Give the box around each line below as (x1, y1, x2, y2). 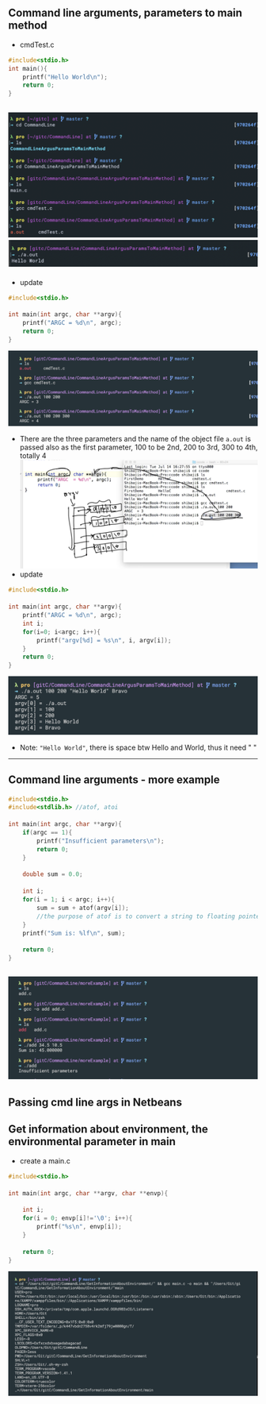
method (8, 19, 47, 33)
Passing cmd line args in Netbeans (8, 1096, 182, 1109)
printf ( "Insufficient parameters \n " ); (36, 837, 165, 845)
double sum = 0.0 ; (22, 870, 83, 878)
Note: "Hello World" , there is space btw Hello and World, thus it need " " (19, 742, 257, 752)
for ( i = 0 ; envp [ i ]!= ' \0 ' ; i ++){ (22, 1214, 133, 1222)
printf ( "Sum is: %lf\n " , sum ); (22, 929, 126, 937)
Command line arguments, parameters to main (8, 6, 243, 20)
